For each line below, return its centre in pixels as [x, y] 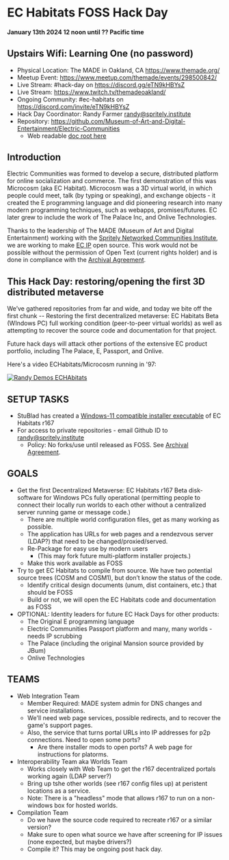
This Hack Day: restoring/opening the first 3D [106, 282]
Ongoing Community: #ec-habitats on [70, 99]
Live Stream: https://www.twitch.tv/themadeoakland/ [91, 92]
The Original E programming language [81, 621]
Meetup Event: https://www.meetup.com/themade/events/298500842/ [117, 77]
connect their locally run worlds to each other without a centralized [111, 505]
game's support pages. [60, 725]
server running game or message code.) [74, 512]
